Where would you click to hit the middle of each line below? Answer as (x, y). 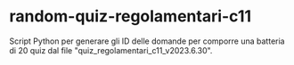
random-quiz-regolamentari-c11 (131, 16)
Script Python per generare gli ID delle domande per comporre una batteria (147, 41)
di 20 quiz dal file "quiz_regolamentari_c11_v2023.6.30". (111, 50)
